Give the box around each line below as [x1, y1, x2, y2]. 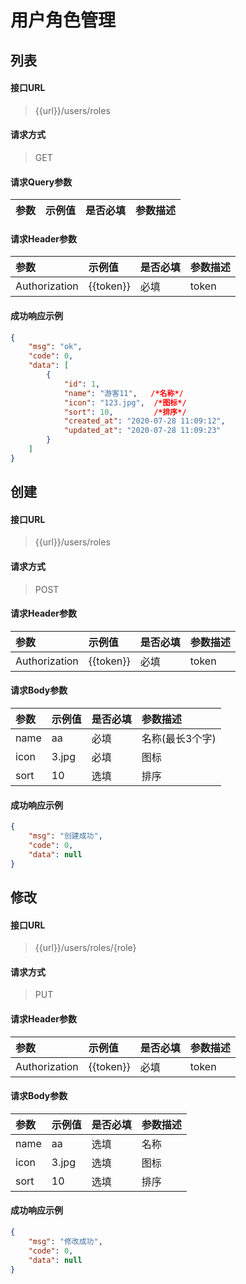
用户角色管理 [10, 9, 117, 32]
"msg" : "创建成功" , [28, 831, 103, 841]
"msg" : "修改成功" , [28, 1236, 103, 1246]
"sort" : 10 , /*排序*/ [63, 407, 187, 417]
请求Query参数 [10, 176, 73, 188]
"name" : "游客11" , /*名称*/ [63, 388, 184, 398]
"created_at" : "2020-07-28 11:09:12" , [63, 416, 226, 426]
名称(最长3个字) [141, 732, 217, 746]
